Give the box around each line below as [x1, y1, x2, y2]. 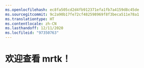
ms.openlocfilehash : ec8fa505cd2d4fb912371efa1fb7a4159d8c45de [5, 7, 140, 12]
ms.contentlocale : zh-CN [5, 21, 57, 26]
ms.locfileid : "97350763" [5, 30, 59, 35]
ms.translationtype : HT [5, 16, 55, 21]
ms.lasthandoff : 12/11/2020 [5, 26, 64, 31]
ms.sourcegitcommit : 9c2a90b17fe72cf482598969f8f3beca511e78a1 [5, 12, 140, 17]
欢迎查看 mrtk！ [5, 53, 71, 65]
